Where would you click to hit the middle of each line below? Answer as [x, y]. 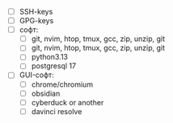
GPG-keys [36, 21]
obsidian [46, 93]
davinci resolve [57, 111]
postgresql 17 [54, 66]
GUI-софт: [36, 75]
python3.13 [49, 57]
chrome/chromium [62, 84]
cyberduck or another [68, 102]
